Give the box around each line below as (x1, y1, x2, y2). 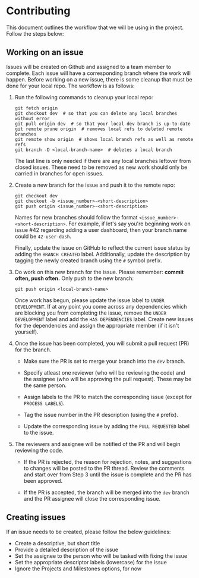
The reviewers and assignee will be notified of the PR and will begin (14, 440, 181, 447)
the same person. (23, 382, 67, 389)
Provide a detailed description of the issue (14, 546, 119, 553)
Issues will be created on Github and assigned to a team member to (6, 63, 171, 70)
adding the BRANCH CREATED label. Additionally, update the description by (14, 250, 191, 257)
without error (14, 115, 50, 121)
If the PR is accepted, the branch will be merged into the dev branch (23, 489, 189, 496)
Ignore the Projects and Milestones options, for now (14, 565, 142, 572)
